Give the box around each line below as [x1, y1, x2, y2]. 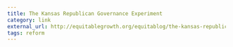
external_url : [7, 23, 49, 30]
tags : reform [7, 29, 45, 37]
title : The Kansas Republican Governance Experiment [7, 10, 163, 17]
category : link [7, 17, 51, 23]
